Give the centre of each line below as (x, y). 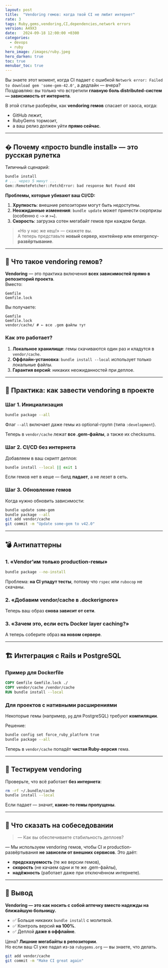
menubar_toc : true (24, 66)
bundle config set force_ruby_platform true (52, 735)
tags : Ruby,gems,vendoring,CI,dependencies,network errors (68, 24)
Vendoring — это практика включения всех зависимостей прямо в (78, 274)
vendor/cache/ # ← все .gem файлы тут (45, 325)
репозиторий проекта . (30, 279)
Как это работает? (29, 338)
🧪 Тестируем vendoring (43, 769)
